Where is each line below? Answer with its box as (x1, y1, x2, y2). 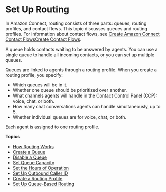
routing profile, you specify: (5, 72, 63, 78)
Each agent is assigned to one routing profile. (5, 124, 100, 130)
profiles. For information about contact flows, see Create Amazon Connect (5, 31, 160, 37)
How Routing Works (12, 143, 54, 150)
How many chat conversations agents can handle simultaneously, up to (12, 103, 161, 109)
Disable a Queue (12, 154, 47, 160)
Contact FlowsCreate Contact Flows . (5, 36, 82, 42)
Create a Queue (12, 149, 46, 155)
